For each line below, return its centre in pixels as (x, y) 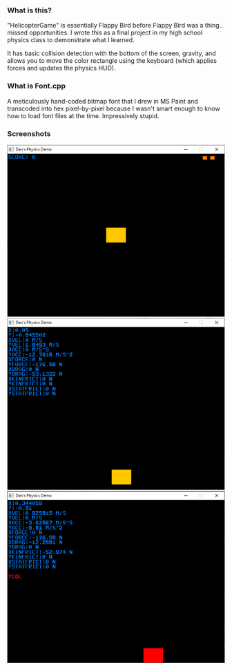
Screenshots (29, 133)
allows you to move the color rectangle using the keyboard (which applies (112, 61)
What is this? (29, 10)
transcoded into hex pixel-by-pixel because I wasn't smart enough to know (114, 108)
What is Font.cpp (37, 86)
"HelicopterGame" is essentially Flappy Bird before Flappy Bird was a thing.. (115, 26)
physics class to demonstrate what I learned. (71, 40)
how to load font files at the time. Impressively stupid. (83, 115)
